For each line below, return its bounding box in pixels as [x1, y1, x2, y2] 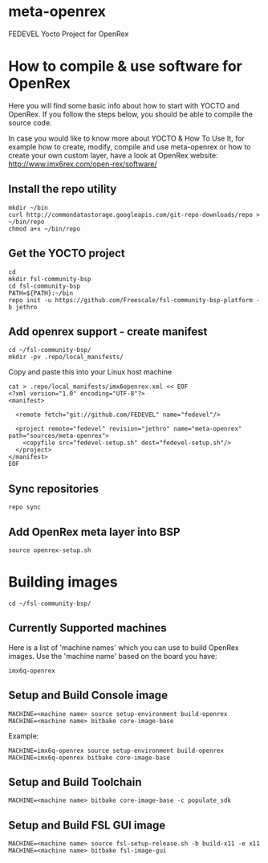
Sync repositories [8, 481, 99, 496]
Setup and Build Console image [8, 689, 169, 702]
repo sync [8, 503, 42, 512]
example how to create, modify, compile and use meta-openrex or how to [8, 141, 251, 151]
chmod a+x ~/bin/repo [8, 224, 81, 233]
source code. [8, 117, 52, 127]
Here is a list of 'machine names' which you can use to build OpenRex [8, 642, 239, 652]
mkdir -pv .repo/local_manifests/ [8, 353, 124, 362]
